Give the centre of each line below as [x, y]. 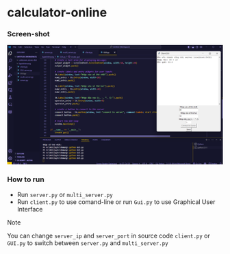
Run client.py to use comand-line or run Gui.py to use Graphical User [116, 202]
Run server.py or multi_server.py [65, 194]
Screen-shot [28, 34]
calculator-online [57, 13]
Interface [30, 209]
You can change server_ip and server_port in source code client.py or [108, 236]
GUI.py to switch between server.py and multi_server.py [88, 243]
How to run [26, 179]
